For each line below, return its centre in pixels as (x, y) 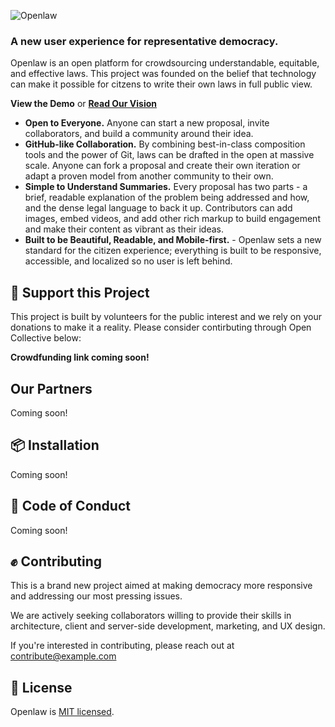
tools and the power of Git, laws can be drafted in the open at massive (169, 155)
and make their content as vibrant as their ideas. (124, 229)
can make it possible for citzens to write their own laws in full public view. (161, 84)
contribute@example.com (63, 656)
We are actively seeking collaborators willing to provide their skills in (151, 616)
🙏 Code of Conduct (70, 506)
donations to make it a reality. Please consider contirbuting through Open (161, 327)
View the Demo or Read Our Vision (83, 104)
